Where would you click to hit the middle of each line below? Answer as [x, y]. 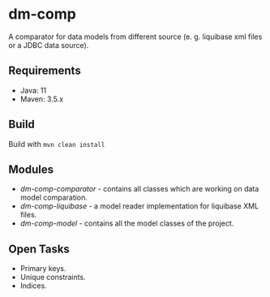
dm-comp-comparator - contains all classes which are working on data [139, 189]
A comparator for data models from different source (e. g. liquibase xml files [135, 37]
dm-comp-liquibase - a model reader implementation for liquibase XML [139, 206]
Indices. [33, 286]
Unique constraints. [53, 278]
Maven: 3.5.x [41, 99]
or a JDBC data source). [49, 45]
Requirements [45, 71]
